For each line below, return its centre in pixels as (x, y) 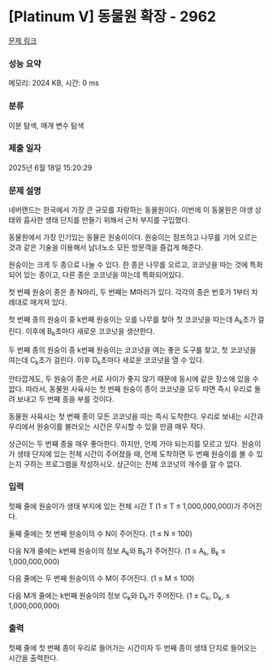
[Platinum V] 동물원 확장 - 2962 (112, 17)
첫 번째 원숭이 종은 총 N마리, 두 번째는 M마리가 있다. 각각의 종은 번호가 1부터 (129, 292)
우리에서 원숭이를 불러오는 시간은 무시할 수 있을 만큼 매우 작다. (107, 426)
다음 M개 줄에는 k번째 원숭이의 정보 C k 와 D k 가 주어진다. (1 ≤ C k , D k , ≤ (119, 596)
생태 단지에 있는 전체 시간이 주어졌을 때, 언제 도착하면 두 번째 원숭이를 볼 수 (136, 454)
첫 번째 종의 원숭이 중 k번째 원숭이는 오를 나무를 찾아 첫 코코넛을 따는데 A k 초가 (132, 320)
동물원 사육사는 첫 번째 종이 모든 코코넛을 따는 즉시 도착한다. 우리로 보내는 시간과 (136, 416)
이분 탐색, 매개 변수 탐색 (46, 125)
